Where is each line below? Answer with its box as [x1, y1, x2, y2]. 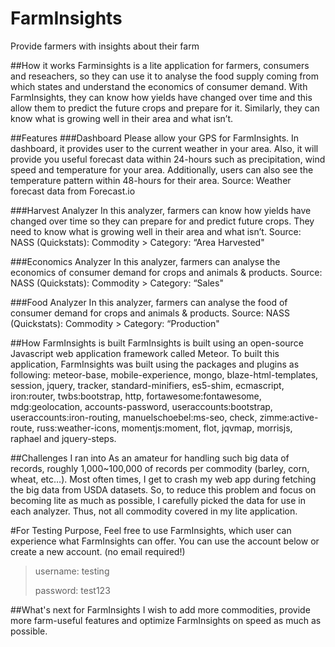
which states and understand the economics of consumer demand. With [10, 80, 308, 92]
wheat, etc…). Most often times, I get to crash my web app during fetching [10, 473, 317, 485]
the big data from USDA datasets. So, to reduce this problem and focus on [10, 483, 317, 496]
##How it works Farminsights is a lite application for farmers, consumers [10, 59, 310, 71]
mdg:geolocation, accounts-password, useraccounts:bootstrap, [10, 400, 273, 412]
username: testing [34, 565, 110, 577]
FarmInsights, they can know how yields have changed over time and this [10, 91, 313, 103]
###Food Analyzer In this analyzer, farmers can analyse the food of [10, 296, 288, 308]
